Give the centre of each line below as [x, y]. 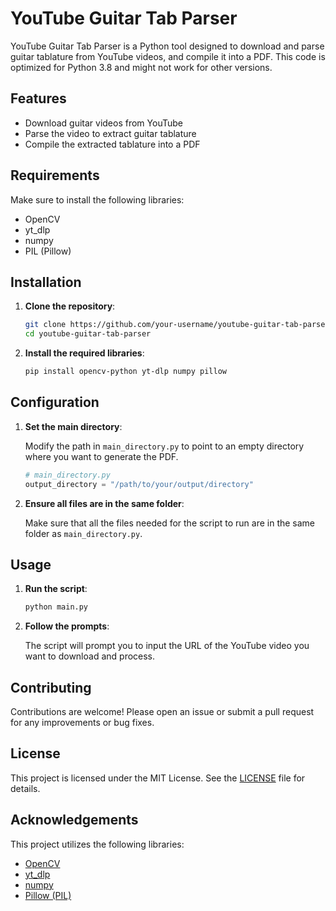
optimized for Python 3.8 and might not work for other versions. [141, 67]
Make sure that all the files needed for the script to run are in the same [170, 523]
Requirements [55, 175]
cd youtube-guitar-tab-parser [88, 334]
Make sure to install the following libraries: [97, 199]
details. [25, 788]
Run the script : [56, 589]
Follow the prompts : [67, 626]
